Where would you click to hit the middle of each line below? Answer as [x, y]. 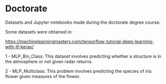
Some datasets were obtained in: [39, 32]
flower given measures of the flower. [43, 76]
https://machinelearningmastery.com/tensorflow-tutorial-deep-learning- [80, 41]
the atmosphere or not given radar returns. [49, 61]
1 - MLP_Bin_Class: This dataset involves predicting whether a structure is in [83, 56]
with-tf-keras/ [19, 46]
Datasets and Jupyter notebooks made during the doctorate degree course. [83, 22]
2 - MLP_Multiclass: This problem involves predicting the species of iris [79, 71]
